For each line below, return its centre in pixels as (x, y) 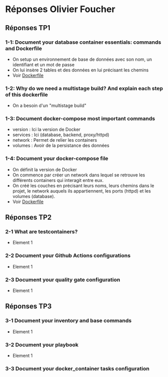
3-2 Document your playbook (42, 344)
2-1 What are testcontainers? (41, 232)
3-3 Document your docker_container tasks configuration (77, 368)
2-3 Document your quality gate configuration (63, 279)
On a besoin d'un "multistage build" (49, 106)
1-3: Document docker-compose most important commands (80, 119)
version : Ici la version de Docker (46, 130)
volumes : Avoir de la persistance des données (61, 146)
